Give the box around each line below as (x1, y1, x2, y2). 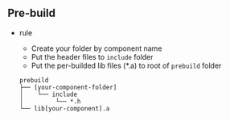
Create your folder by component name (31, 44, 162, 53)
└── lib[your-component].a (18, 104, 110, 112)
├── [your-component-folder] (18, 83, 117, 91)
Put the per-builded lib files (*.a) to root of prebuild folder (31, 60, 222, 70)
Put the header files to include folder (31, 52, 154, 61)
